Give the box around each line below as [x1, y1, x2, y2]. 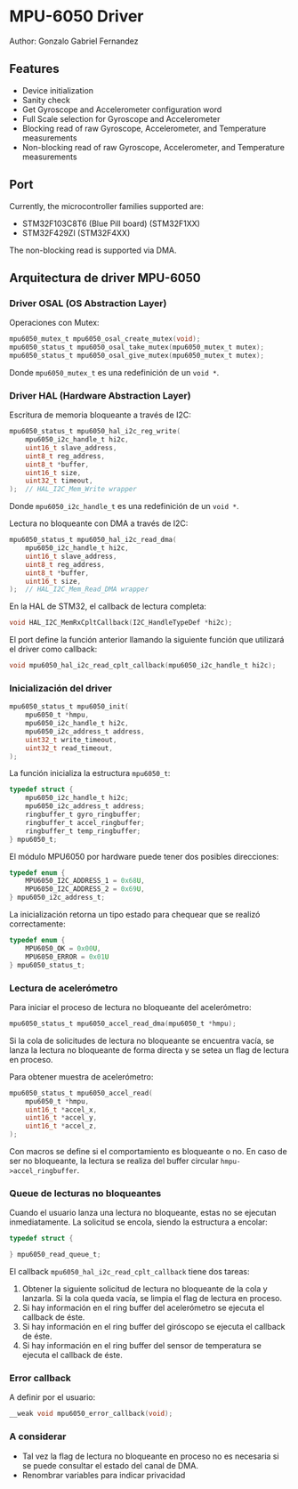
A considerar [9, 1430, 67, 1443]
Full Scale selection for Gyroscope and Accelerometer [21, 113, 221, 124]
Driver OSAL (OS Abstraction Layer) [9, 296, 167, 309]
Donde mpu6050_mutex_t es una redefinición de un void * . [9, 367, 220, 377]
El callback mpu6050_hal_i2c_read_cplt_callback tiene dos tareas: [9, 1266, 250, 1277]
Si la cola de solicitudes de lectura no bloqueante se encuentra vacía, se [9, 1035, 275, 1046]
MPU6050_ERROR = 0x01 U [25, 952, 109, 961]
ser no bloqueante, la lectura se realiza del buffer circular [9, 1155, 220, 1167]
